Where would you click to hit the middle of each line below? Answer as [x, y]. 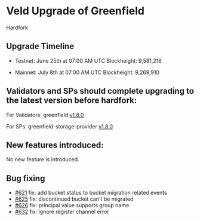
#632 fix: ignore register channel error [62, 212]
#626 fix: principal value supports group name [72, 205]
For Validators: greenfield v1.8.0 [45, 115]
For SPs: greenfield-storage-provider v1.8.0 [60, 126]
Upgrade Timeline [40, 46]
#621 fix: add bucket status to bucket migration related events [91, 193]
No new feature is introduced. [43, 159]
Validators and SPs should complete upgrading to [100, 91]
